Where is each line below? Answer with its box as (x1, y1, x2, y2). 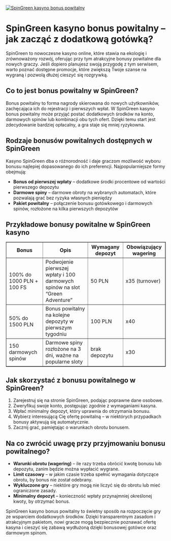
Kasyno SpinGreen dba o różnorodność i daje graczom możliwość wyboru (6, 158, 161, 164)
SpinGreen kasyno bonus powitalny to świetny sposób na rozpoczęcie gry (6, 508, 161, 514)
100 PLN (90, 318, 112, 325)
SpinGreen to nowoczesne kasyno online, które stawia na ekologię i (6, 50, 147, 56)
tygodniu (45, 330, 67, 338)
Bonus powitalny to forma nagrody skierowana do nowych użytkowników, (6, 100, 159, 106)
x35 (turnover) (125, 278, 161, 285)
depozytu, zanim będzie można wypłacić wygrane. (13, 466, 120, 472)
